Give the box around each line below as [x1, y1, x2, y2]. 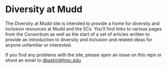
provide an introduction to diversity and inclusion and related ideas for [5, 37, 153, 43]
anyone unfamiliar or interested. [5, 42, 72, 48]
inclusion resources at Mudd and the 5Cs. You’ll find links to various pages [5, 25, 162, 31]
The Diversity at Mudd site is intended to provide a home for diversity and [5, 20, 160, 26]
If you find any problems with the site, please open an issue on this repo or [5, 52, 162, 58]
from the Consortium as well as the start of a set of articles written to [5, 31, 150, 37]
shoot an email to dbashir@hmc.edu [5, 57, 81, 63]
